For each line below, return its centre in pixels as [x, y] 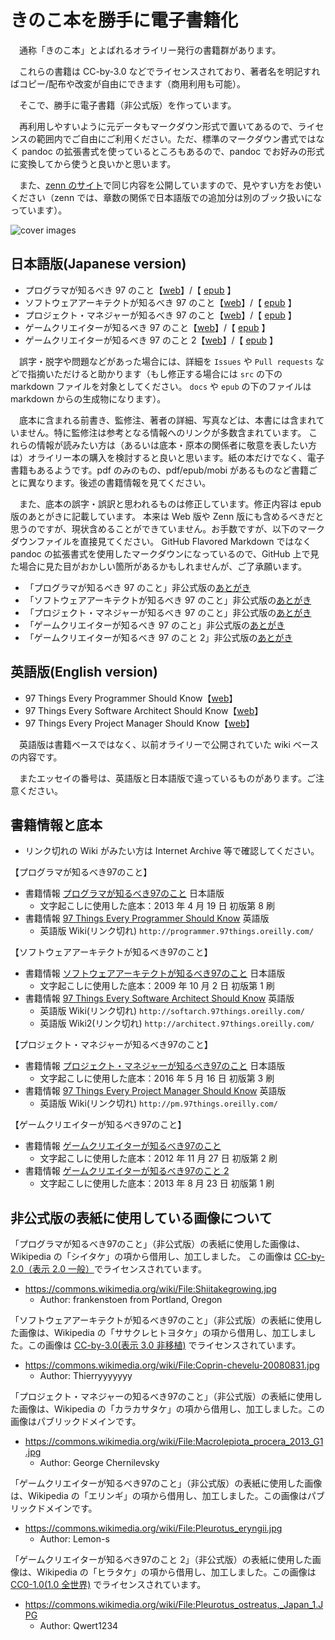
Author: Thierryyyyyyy [86, 1376]
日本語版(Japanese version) [98, 264]
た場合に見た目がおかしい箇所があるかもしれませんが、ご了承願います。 [158, 566]
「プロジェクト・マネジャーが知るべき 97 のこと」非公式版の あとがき [168, 612]
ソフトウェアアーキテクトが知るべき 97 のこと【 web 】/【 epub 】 [160, 302]
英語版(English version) [84, 672]
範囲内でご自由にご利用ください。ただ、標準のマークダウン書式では [176, 138]
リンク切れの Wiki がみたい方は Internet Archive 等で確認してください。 [172, 851]
